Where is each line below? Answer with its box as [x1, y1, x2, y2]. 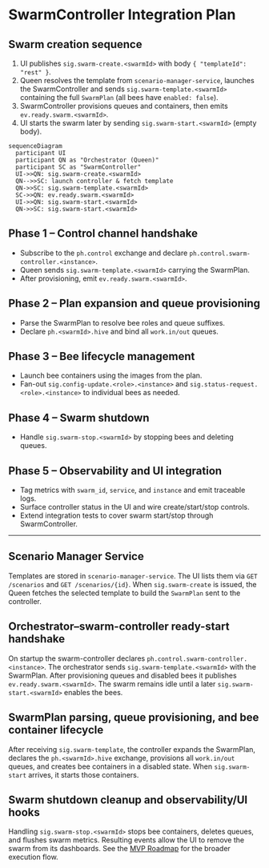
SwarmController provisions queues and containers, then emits [19, 102, 228, 110]
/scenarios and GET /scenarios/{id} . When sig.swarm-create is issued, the [8, 579, 258, 589]
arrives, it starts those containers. [27, 770, 139, 779]
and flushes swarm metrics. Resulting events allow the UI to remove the [8, 835, 245, 845]
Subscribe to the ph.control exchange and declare [19, 248, 188, 258]
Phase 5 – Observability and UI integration [8, 464, 223, 478]
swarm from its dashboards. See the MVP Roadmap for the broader [8, 844, 231, 854]
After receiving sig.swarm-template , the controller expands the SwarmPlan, [8, 744, 256, 754]
